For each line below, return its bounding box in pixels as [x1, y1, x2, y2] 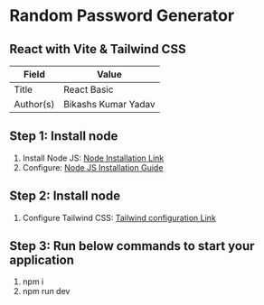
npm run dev [22, 286, 71, 297]
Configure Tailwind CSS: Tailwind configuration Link [22, 212, 217, 223]
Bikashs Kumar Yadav [62, 98, 156, 110]
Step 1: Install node [9, 128, 118, 144]
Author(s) [14, 98, 55, 110]
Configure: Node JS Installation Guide [22, 162, 164, 172]
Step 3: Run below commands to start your [9, 238, 255, 254]
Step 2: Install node [9, 189, 120, 204]
